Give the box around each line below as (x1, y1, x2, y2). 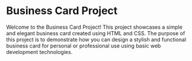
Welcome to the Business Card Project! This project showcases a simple (6, 23, 183, 30)
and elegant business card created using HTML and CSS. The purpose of (6, 29, 185, 36)
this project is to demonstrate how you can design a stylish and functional (6, 36, 187, 43)
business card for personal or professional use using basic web (6, 42, 161, 49)
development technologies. (6, 48, 73, 55)
